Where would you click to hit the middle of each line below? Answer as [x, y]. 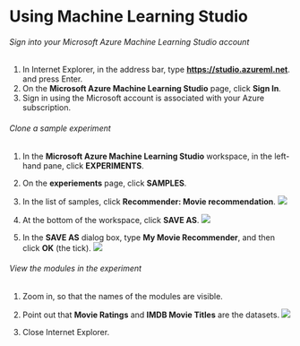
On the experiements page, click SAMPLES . [104, 183]
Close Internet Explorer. [66, 332]
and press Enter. [52, 79]
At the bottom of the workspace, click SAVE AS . [111, 220]
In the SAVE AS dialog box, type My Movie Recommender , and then [149, 237]
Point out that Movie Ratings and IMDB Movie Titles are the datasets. [151, 315]
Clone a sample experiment [60, 128]
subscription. [47, 108]
